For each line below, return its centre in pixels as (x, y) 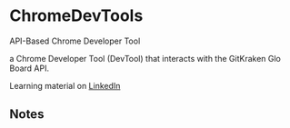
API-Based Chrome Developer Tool (75, 41)
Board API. (30, 68)
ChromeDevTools (76, 16)
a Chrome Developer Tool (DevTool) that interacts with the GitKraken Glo (145, 58)
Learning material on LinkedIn (65, 85)
